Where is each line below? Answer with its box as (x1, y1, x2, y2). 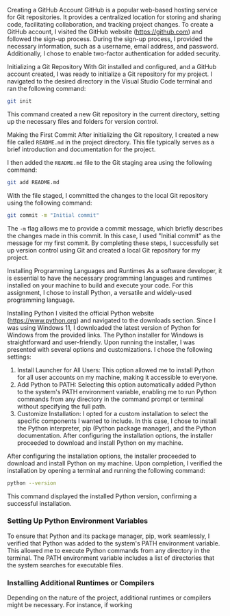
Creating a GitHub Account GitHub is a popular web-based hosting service (7, 6, 218, 14)
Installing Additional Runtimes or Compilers (7, 578, 155, 587)
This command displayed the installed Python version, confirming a (7, 492, 197, 500)
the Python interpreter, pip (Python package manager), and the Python (16, 424, 217, 432)
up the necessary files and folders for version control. (7, 117, 159, 125)
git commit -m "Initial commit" (7, 211, 99, 218)
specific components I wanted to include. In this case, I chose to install (16, 417, 217, 425)
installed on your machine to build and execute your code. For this (7, 281, 194, 290)
